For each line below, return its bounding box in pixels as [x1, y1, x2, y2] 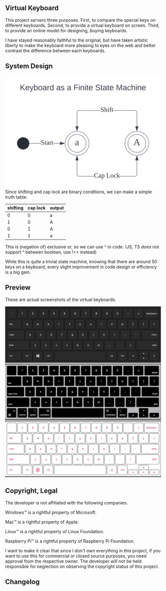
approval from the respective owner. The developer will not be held [5, 558, 142, 564]
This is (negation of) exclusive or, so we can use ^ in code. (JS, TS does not [5, 244, 159, 250]
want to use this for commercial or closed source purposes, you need [5, 553, 147, 559]
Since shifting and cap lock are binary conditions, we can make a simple [5, 189, 152, 195]
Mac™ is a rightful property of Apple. [5, 519, 79, 525]
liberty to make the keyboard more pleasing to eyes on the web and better [5, 42, 156, 48]
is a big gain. [5, 269, 31, 275]
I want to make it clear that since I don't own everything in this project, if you [5, 548, 161, 553]
